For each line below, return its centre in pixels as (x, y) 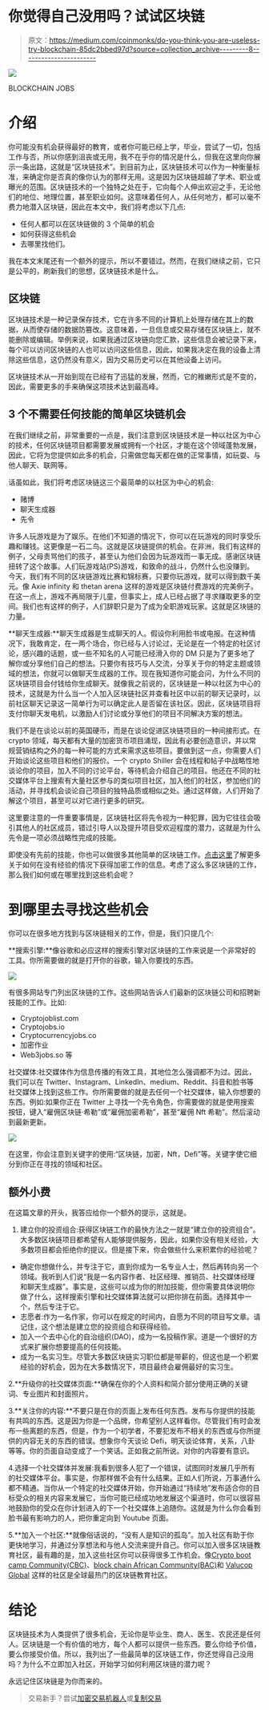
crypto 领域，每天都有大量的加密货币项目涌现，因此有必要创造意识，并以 (129, 740)
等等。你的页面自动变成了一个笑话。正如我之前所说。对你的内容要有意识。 (131, 1451)
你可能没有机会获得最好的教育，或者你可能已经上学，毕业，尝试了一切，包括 (134, 147)
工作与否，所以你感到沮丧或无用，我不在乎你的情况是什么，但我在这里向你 (131, 156)
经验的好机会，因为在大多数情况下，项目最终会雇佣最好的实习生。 (128, 1367)
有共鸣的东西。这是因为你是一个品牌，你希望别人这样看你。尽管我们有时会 (131, 1421)
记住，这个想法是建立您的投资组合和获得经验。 (97, 1327)
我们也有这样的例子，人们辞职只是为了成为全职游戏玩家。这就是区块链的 (141, 606)
